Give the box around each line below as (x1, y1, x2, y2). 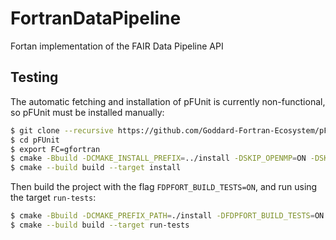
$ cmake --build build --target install (10, 163, 182, 173)
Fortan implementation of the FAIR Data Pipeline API (10, 40, 224, 52)
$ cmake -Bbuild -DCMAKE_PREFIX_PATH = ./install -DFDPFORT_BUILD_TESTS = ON (10, 211, 325, 221)
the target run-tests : (10, 192, 97, 204)
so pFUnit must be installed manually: (10, 106, 165, 118)
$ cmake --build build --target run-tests (10, 220, 190, 230)
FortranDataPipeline (10, 7, 182, 30)
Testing (10, 69, 59, 86)
